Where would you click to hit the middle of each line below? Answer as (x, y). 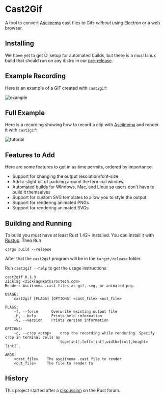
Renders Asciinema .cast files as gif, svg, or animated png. (70, 286)
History (17, 379)
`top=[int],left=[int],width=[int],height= (103, 342)
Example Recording (36, 76)
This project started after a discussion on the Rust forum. (63, 390)
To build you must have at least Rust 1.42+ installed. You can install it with (80, 235)
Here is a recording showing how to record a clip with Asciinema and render (82, 125)
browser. (14, 28)
